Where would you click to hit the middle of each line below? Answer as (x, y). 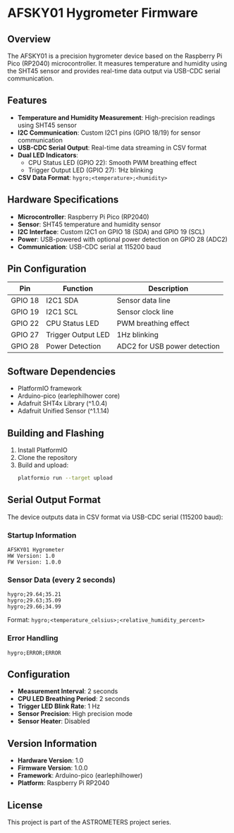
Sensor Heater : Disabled (54, 722)
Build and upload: (43, 465)
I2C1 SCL (62, 312)
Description (168, 288)
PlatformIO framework (50, 389)
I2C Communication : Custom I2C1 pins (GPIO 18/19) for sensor (109, 133)
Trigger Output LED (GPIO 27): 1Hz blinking (91, 170)
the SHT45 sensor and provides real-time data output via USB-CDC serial (114, 71)
